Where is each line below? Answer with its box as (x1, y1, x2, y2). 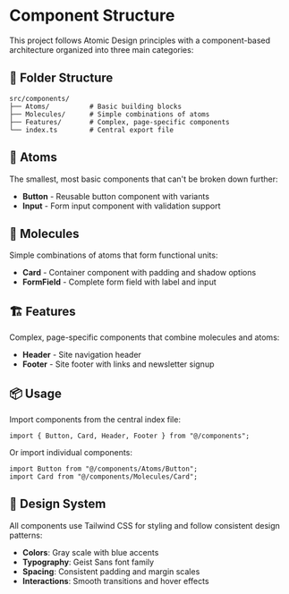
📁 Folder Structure (9, 71, 114, 86)
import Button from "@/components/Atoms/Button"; (9, 464, 199, 473)
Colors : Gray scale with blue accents (21, 547, 159, 557)
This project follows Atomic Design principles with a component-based (9, 35, 271, 46)
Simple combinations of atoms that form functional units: (9, 250, 218, 260)
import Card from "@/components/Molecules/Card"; (9, 472, 199, 481)
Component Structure (9, 5, 175, 26)
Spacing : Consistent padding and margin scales (21, 565, 200, 577)
